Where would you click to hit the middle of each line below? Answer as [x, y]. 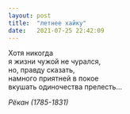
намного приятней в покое [54, 79]
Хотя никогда [31, 53]
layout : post [30, 16]
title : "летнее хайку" [48, 23]
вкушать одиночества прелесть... [65, 87]
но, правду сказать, [42, 70]
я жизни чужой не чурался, [55, 61]
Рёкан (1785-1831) [38, 102]
